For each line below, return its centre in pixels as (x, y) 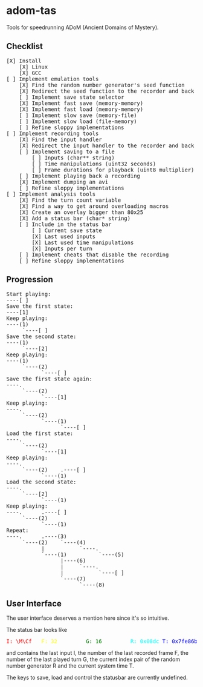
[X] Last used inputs (64, 236)
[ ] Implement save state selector (72, 97)
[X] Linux (34, 67)
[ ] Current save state (67, 230)
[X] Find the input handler (60, 139)
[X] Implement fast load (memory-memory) (81, 109)
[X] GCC (30, 73)
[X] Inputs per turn (62, 248)
